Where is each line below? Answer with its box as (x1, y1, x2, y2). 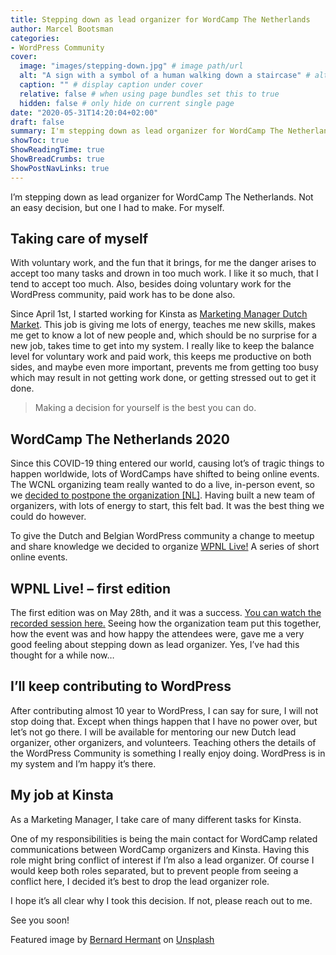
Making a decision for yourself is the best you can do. (34, 402, 257, 414)
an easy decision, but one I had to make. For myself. (10, 201, 225, 213)
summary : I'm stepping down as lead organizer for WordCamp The (10, 126, 284, 136)
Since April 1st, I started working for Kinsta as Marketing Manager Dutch (10, 308, 308, 320)
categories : (10, 33, 60, 43)
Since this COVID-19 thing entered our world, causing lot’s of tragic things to (10, 457, 325, 470)
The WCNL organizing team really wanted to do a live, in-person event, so (10, 479, 315, 491)
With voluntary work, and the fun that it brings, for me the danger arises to (10, 257, 317, 269)
